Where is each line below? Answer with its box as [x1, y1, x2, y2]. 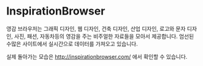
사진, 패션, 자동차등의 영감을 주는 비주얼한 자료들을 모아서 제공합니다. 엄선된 [14, 32, 194, 40]
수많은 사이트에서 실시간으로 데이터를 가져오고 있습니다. [6, 40, 138, 47]
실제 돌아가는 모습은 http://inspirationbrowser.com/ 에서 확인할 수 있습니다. [6, 53, 188, 60]
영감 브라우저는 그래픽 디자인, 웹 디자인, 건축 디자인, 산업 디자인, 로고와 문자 [6, 25, 186, 32]
